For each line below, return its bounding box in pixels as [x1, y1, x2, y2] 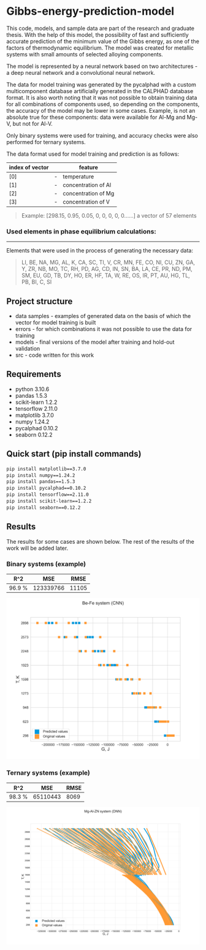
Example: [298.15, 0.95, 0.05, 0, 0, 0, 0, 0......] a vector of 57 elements [21, 211, 197, 219]
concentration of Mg [63, 190, 115, 197]
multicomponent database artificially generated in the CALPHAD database [6, 87, 194, 94]
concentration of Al [63, 181, 112, 188]
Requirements [6, 369, 61, 379]
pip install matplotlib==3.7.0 [6, 466, 86, 472]
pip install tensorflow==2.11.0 [6, 492, 89, 498]
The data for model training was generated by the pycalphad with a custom [6, 81, 196, 88]
